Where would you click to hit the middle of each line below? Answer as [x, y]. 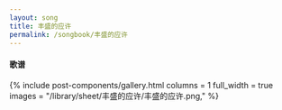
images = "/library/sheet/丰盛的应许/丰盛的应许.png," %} [114, 96]
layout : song [34, 18]
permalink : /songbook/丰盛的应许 [68, 34]
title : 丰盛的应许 [41, 26]
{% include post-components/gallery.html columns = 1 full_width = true [141, 85]
